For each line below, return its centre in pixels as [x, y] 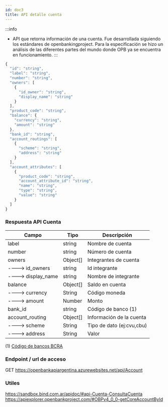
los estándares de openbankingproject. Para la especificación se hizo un [88, 44]
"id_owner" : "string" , [42, 92]
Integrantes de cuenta [113, 260]
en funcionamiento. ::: [35, 55]
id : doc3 [14, 10]
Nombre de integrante [113, 276]
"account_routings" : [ [33, 139]
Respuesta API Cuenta [33, 222]
